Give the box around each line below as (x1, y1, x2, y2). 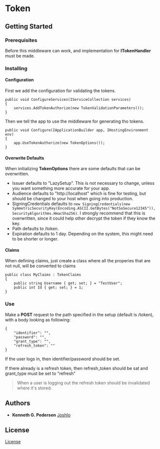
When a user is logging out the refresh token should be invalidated (16, 380, 150, 385)
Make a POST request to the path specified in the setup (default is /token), (5, 311, 154, 318)
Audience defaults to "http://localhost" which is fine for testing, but (12, 191, 146, 196)
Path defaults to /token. (12, 226, 59, 232)
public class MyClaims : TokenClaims (5, 273, 81, 277)
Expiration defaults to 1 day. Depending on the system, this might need (12, 231, 153, 237)
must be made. (5, 53, 35, 59)
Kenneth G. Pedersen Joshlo (12, 412, 71, 417)
